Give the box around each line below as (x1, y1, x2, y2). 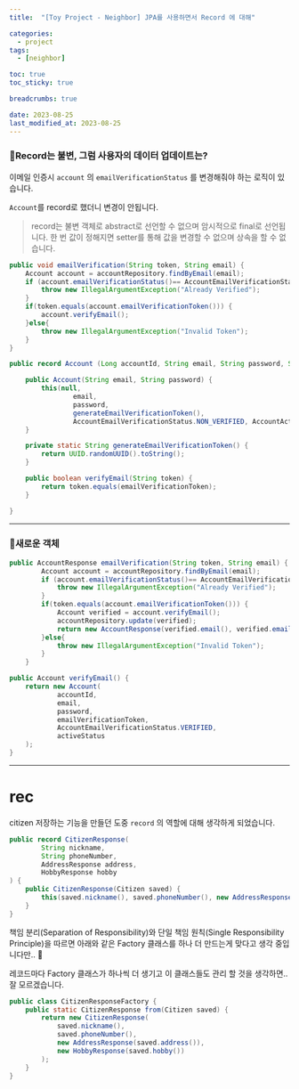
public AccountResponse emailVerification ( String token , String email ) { (9, 558, 289, 567)
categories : (9, 28, 53, 38)
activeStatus (56, 732, 105, 741)
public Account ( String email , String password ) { (25, 376, 214, 385)
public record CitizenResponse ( (9, 834, 129, 844)
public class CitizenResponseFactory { (9, 996, 158, 1006)
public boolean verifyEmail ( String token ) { (25, 474, 193, 484)
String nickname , (41, 843, 105, 852)
